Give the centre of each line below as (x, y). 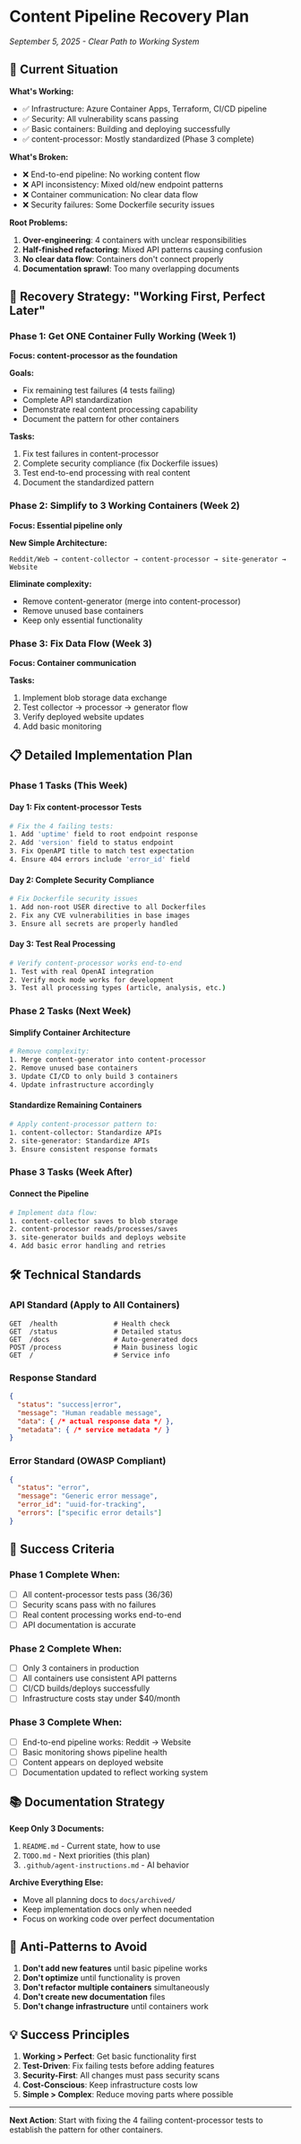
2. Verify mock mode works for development (92, 980)
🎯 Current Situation (64, 70)
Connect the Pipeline (49, 1194)
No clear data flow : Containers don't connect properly (123, 258)
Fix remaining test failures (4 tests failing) (99, 390)
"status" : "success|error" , (70, 1405)
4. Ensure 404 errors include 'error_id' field (100, 860)
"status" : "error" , (54, 1488)
